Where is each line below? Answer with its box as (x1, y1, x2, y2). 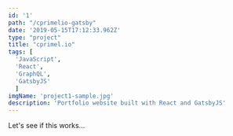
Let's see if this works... (8, 121, 86, 130)
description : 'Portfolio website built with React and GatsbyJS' (8, 99, 226, 107)
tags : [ (8, 48, 34, 56)
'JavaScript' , (15, 56, 61, 64)
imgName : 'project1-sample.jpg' (8, 92, 114, 100)
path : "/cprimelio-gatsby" (8, 19, 96, 27)
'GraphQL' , (15, 70, 51, 78)
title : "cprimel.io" (8, 41, 76, 49)
